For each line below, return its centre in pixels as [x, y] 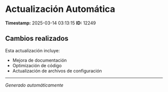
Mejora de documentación [39, 60]
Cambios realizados [37, 39]
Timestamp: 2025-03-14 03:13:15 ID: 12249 [50, 23]
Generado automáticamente [34, 85]
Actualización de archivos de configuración [57, 71]
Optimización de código [37, 65]
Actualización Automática [60, 9]
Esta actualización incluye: [32, 50]
